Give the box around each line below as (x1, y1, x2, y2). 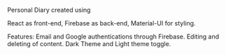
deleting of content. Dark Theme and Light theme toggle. (7, 40, 171, 47)
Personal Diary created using (7, 6, 91, 14)
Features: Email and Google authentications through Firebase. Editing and (7, 32, 220, 41)
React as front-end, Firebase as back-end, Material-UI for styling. (7, 19, 196, 27)
